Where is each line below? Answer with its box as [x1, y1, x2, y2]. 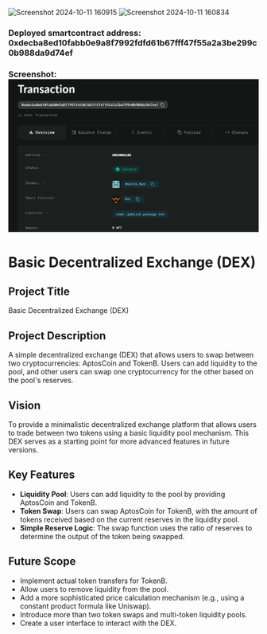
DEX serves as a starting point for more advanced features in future [8, 436, 230, 446]
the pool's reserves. [8, 375, 74, 385]
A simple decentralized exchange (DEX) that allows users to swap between [8, 350, 254, 360]
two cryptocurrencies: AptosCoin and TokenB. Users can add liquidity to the [8, 358, 257, 368]
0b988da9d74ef [8, 47, 73, 58]
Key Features [8, 468, 75, 482]
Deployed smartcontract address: [8, 27, 141, 38]
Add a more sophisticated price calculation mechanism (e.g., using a [19, 593, 245, 602]
